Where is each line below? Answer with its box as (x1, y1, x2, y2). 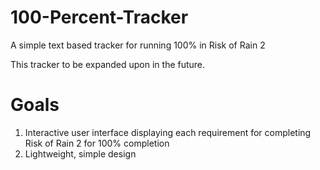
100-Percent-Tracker (10, 6, 189, 29)
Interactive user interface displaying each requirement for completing (24, 126, 312, 138)
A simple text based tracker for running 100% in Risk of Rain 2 (10, 39, 266, 51)
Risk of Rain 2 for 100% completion (24, 137, 170, 149)
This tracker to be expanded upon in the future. (10, 58, 206, 70)
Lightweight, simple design (24, 147, 137, 160)
